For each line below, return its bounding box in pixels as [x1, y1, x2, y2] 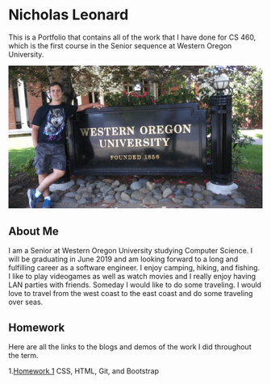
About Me [8, 224, 59, 238]
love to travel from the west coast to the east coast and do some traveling [8, 289, 253, 298]
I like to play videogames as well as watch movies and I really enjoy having [8, 272, 256, 282]
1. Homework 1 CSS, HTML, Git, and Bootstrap [8, 366, 160, 376]
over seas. [8, 297, 44, 307]
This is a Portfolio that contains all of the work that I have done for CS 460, [8, 32, 256, 42]
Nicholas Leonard [8, 6, 129, 24]
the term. [8, 351, 39, 361]
